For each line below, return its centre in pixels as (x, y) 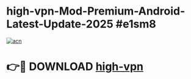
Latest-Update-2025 (60, 24)
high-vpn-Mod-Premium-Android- (96, 11)
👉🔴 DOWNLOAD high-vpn (75, 67)
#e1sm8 (136, 24)
